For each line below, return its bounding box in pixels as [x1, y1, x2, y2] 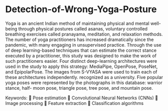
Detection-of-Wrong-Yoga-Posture [5, 4, 157, 15]
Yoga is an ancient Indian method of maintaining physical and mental [5, 20, 150, 26]
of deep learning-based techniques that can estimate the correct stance [5, 47, 157, 53]
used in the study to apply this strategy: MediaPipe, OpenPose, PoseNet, [5, 63, 158, 69]
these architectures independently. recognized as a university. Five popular [5, 74, 163, 80]
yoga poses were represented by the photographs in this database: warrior [5, 80, 163, 86]
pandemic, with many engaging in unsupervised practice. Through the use [5, 42, 162, 48]
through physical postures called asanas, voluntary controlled [18, 25, 148, 31]
